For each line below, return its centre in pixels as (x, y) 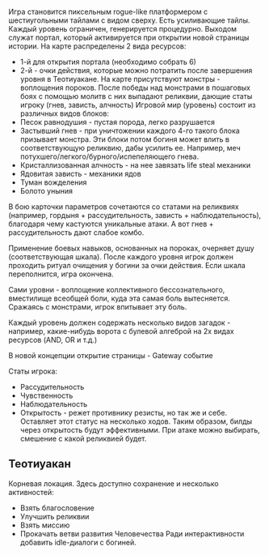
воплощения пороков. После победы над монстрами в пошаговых (135, 88)
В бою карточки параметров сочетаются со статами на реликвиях (124, 207)
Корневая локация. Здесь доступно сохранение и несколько (114, 483)
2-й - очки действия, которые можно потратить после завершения (136, 70)
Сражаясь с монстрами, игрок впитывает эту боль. (98, 307)
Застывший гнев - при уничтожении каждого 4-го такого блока (130, 130)
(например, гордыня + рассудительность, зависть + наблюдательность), (135, 215)
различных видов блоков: (65, 113)
